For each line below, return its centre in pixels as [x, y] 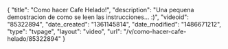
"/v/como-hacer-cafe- [155, 31]
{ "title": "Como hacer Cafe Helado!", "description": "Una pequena [101, 10]
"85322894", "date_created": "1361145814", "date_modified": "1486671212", [114, 24]
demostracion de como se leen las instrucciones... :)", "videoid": [98, 17]
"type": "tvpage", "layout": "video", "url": [65, 31]
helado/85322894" [34, 39]
